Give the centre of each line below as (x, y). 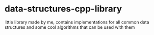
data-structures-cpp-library (63, 9)
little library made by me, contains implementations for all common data (77, 22)
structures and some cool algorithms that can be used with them (70, 27)
